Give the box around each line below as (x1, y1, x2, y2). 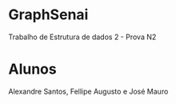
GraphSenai (8, 6, 89, 24)
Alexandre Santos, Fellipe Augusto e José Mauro (8, 86, 169, 96)
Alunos (8, 60, 58, 78)
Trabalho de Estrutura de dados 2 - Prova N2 (8, 32, 157, 42)
